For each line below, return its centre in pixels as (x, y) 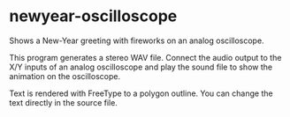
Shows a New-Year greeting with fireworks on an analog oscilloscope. (137, 40)
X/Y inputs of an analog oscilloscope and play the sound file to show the (141, 67)
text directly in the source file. (63, 102)
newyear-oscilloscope (93, 16)
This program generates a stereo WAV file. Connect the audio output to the (145, 57)
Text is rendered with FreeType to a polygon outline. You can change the (141, 93)
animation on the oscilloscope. (65, 76)
